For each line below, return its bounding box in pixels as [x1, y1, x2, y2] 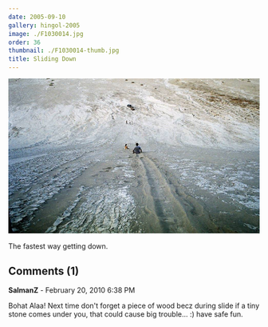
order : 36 [8, 38, 41, 46]
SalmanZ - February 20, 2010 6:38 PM [8, 285, 136, 295]
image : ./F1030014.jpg [8, 30, 84, 38]
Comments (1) [8, 264, 80, 277]
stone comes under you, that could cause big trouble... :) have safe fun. [8, 309, 243, 319]
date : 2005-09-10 [8, 13, 66, 21]
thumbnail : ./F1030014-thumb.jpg [8, 46, 120, 55]
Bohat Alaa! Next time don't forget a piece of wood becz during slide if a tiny [8, 301, 260, 311]
